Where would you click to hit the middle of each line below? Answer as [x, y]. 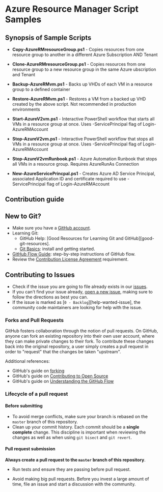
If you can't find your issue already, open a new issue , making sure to [82, 292]
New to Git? [23, 216]
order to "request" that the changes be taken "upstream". [63, 352]
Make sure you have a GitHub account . [52, 228]
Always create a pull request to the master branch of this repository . [75, 460]
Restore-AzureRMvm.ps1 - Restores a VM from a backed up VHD [79, 99]
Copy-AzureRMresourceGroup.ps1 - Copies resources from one [78, 49]
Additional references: [27, 361]
